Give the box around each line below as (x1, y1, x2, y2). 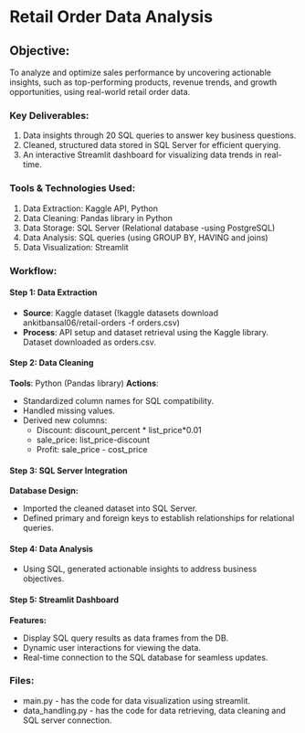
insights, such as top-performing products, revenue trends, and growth (9, 77, 278, 88)
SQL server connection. (22, 715, 112, 726)
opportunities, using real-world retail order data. (9, 87, 191, 97)
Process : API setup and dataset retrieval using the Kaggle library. (22, 326, 269, 337)
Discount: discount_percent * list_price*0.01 (36, 424, 203, 435)
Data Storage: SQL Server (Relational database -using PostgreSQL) (22, 222, 276, 233)
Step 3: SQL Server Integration (9, 464, 128, 476)
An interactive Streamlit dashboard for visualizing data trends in (22, 149, 263, 161)
